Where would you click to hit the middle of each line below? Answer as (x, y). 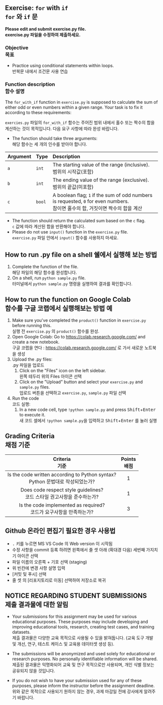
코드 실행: (21, 404)
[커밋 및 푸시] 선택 (29, 574)
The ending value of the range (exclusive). (101, 180)
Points (129, 459)
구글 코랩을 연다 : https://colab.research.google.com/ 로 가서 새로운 (78, 348)
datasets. (21, 632)
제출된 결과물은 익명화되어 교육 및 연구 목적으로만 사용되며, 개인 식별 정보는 (83, 665)
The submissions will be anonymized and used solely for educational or (83, 654)
